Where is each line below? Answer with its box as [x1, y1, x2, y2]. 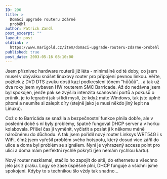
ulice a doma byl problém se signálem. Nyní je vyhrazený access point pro [5, 142, 160, 148]
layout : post [5, 36, 33, 41]
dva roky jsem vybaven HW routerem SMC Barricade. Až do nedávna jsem [5, 84, 161, 90]
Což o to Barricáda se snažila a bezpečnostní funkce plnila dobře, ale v [5, 115, 153, 122]
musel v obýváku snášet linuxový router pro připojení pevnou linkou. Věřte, [5, 74, 161, 80]
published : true [5, 49, 39, 54]
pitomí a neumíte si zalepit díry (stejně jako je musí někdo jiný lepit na [5, 100, 149, 106]
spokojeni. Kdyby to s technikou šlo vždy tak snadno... [5, 168, 119, 174]
